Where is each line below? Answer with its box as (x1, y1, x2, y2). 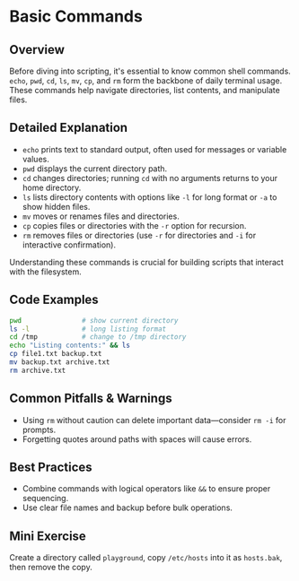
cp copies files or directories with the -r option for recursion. (22, 220, 247, 230)
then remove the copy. (9, 562, 92, 573)
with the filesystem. (9, 266, 83, 277)
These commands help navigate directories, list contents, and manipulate (9, 85, 280, 95)
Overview (9, 42, 66, 57)
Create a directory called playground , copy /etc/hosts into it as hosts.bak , (9, 552, 283, 563)
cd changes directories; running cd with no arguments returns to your (22, 172, 278, 183)
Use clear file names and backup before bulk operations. (22, 502, 233, 513)
